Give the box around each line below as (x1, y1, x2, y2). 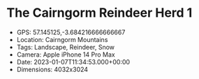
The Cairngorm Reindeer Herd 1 (6, 5, 193, 21)
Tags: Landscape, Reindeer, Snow (16, 43, 115, 51)
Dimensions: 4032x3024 (16, 65, 89, 73)
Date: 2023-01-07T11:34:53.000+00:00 (16, 57, 131, 66)
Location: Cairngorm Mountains (16, 35, 108, 43)
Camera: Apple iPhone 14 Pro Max (16, 50, 116, 59)
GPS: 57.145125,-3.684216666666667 (16, 28, 126, 36)
